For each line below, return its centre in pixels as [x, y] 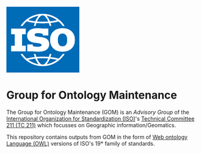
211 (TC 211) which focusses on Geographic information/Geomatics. [91, 125]
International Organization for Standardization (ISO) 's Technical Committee [100, 118]
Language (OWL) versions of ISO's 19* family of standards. [81, 143]
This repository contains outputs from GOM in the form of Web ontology [97, 137]
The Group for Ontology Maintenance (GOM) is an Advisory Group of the [98, 112]
